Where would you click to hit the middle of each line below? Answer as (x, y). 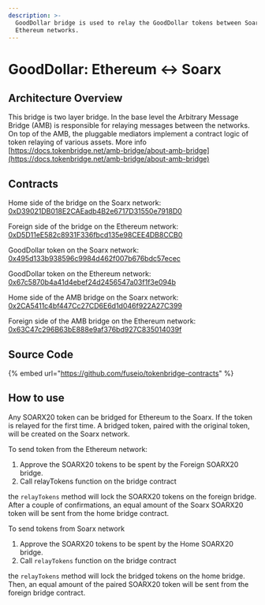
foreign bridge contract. (47, 592)
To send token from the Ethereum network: (78, 449)
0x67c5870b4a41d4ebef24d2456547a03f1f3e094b (92, 282)
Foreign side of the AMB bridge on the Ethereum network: (102, 321)
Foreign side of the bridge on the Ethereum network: (93, 226)
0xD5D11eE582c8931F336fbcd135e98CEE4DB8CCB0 (95, 235)
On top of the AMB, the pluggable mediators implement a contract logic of (129, 134)
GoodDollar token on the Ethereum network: (80, 274)
